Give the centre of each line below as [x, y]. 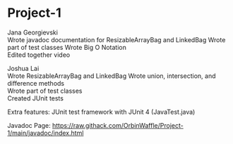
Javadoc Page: [29, 125]
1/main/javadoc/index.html [46, 133]
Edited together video [39, 55]
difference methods [36, 83]
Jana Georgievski [33, 32]
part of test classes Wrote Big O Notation [67, 47]
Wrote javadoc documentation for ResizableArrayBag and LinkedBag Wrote [116, 39]
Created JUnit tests [35, 98]
